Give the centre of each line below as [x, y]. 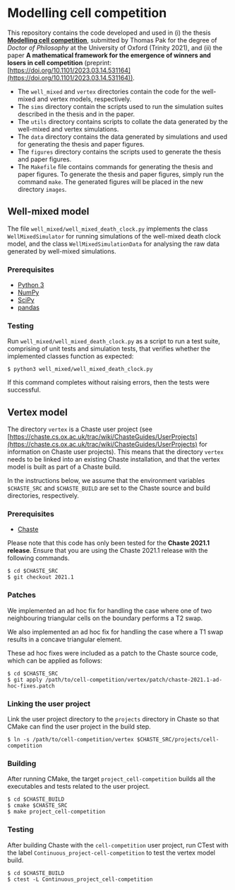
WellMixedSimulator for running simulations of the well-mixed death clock [114, 236]
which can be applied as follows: [55, 661]
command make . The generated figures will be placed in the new [110, 181]
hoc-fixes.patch [31, 686]
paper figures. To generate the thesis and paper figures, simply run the [121, 174]
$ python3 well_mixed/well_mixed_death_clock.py [80, 370]
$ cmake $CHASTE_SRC [38, 806]
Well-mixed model [48, 211]
